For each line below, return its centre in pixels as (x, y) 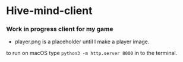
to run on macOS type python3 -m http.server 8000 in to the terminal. (92, 53)
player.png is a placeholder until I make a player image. (82, 42)
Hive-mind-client (49, 11)
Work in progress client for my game (60, 29)
